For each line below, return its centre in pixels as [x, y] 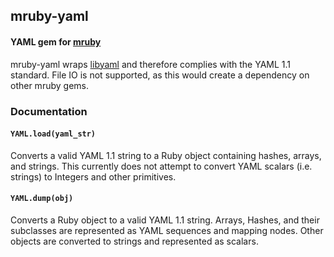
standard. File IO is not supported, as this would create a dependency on [160, 75]
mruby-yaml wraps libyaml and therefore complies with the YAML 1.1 [151, 64]
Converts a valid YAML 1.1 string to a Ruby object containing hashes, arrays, [166, 155]
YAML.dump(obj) [42, 199]
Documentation [49, 111]
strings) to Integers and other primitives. [93, 176]
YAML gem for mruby [56, 41]
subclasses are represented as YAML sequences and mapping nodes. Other [167, 230]
